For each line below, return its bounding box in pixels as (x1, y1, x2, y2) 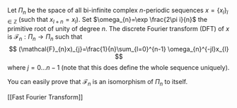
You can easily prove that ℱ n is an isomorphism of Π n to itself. (7, 78, 188, 88)
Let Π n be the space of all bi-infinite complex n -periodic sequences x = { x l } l (7, 6, 229, 16)
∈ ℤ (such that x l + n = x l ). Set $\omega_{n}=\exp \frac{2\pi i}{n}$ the (7, 15, 207, 25)
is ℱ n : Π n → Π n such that (7, 32, 83, 42)
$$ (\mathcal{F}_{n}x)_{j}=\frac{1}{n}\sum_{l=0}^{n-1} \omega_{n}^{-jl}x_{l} (8, 45, 229, 54)
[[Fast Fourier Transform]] (7, 93, 83, 102)
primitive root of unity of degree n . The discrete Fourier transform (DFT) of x (7, 24, 230, 32)
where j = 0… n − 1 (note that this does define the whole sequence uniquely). (7, 64, 230, 72)
